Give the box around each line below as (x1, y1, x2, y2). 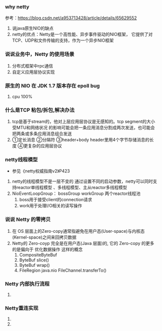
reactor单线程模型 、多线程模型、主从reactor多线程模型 (16, 185, 128, 191)
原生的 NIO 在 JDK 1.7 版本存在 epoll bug (5, 82, 100, 89)
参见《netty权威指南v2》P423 (12, 168, 70, 174)
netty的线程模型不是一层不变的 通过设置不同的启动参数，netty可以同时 (12, 178, 153, 184)
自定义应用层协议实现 (12, 69, 55, 75)
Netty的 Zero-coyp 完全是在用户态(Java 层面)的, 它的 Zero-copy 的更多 (12, 240, 154, 246)
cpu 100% (12, 93, 32, 99)
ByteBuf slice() (19, 257, 49, 263)
